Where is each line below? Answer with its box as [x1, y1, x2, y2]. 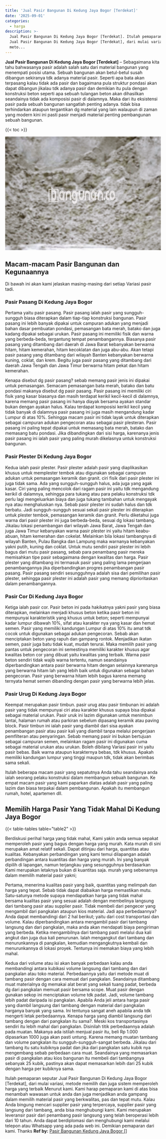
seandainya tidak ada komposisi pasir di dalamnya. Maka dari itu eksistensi [5, 96, 158, 102]
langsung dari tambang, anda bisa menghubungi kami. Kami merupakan [5, 1107, 152, 1113]
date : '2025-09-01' [5, 13, 45, 18]
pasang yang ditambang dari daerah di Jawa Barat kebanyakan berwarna [5, 342, 155, 348]
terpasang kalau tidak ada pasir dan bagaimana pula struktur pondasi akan [5, 80, 157, 86]
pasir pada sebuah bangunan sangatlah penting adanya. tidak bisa [5, 101, 141, 107]
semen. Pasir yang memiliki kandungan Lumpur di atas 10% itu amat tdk [5, 625, 152, 631]
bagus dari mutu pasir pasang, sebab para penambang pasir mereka [5, 549, 145, 555]
